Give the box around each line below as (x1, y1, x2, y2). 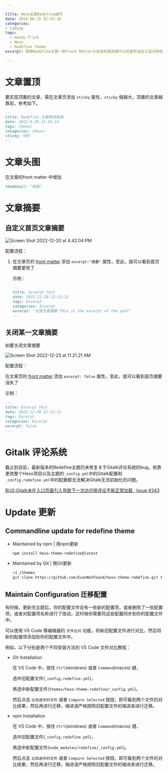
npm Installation (12, 712, 46, 718)
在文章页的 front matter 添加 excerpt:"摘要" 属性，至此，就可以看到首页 (12, 258, 159, 264)
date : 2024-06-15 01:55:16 (5, 16, 61, 22)
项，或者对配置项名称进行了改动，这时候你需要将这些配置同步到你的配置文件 (5, 610, 163, 616)
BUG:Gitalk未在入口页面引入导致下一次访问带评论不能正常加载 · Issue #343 (5, 487, 160, 493)
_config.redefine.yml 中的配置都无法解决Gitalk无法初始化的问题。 (5, 476, 141, 483)
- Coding (5, 26, 23, 31)
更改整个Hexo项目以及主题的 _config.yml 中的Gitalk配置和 (5, 470, 122, 476)
